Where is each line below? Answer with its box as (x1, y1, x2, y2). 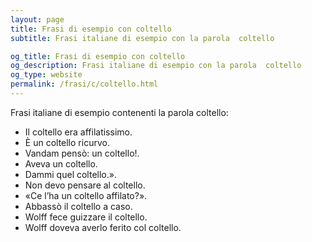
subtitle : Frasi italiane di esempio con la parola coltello (10, 33, 275, 43)
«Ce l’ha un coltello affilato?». (24, 189, 148, 201)
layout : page (10, 14, 65, 25)
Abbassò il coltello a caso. (24, 200, 133, 212)
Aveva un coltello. (24, 157, 98, 170)
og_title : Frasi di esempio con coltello (10, 51, 186, 61)
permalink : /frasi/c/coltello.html (10, 79, 159, 90)
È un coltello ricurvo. (24, 136, 110, 148)
